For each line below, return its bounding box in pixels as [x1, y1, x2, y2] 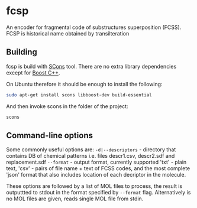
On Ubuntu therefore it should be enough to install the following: [6, 80, 163, 87]
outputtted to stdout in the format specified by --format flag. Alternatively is [6, 189, 191, 196]
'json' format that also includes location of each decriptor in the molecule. [6, 171, 186, 178]
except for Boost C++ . [6, 69, 60, 76]
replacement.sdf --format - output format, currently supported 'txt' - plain [6, 158, 187, 166]
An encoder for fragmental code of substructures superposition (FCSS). [6, 24, 182, 31]
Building [6, 47, 37, 57]
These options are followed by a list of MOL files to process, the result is [6, 183, 183, 190]
